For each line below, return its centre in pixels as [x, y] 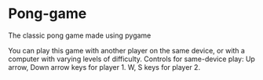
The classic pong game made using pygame [80, 35]
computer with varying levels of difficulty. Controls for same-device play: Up [131, 59]
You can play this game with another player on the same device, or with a [127, 50]
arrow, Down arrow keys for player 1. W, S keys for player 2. [104, 67]
